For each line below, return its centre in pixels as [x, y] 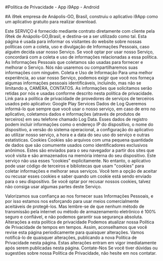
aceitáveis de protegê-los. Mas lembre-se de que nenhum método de [75, 206]
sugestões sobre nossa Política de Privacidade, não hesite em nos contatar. [81, 253]
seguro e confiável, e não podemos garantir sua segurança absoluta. [74, 217]
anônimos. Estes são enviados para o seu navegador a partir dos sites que [80, 150]
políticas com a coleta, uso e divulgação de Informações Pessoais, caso [77, 47]
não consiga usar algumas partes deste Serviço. [54, 187]
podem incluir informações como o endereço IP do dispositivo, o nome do [79, 124]
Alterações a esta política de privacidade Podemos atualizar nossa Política [80, 222]
